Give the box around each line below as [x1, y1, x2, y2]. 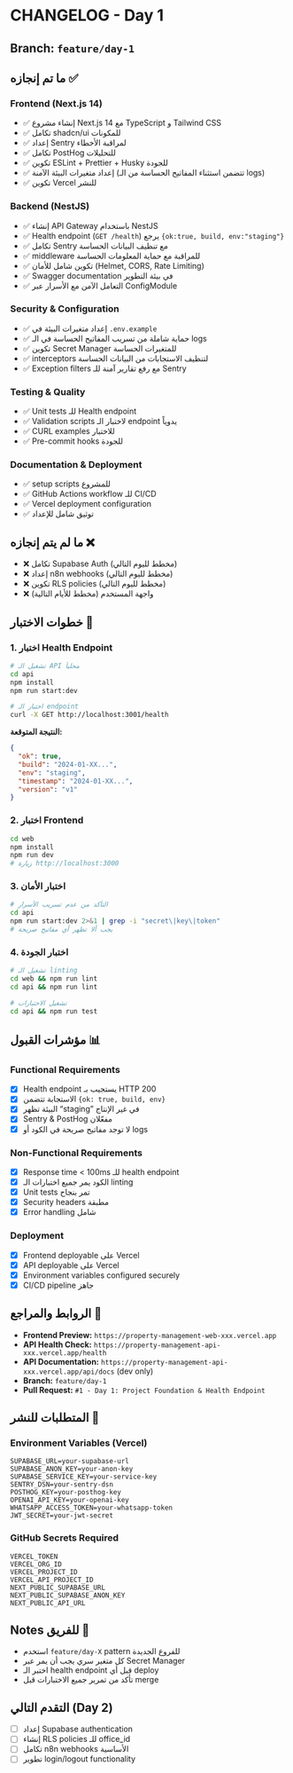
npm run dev [10, 851, 54, 860]
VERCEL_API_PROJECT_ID [10, 1575, 94, 1584]
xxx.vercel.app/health [22, 1348, 107, 1358]
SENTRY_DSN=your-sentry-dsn [10, 1480, 114, 1489]
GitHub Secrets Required [10, 1532, 119, 1544]
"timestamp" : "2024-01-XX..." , [18, 776, 134, 785]
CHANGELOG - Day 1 [10, 5, 165, 26]
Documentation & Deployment [10, 459, 143, 471]
